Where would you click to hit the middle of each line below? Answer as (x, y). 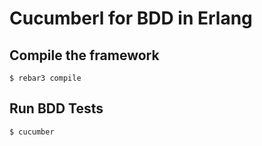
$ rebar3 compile (45, 78)
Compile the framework (84, 55)
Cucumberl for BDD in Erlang (131, 18)
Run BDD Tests (56, 108)
